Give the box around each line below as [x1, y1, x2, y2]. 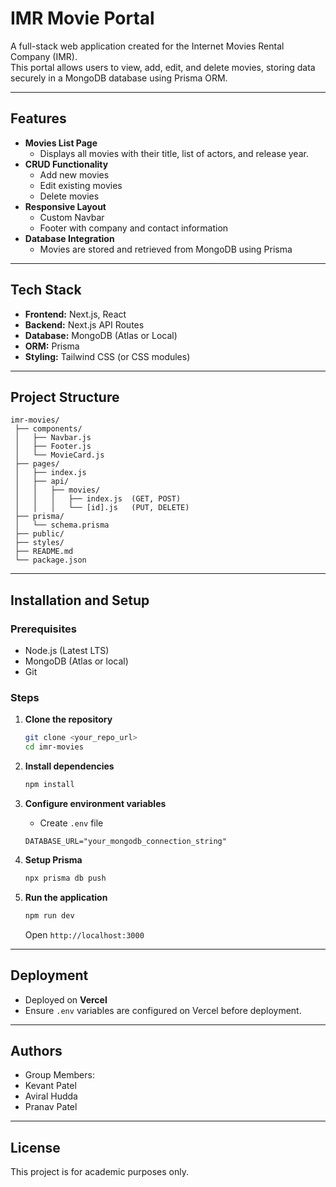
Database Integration [24, 232, 115, 244]
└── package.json [14, 555, 87, 566]
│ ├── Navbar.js [14, 433, 92, 443]
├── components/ [14, 424, 83, 434]
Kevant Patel [24, 1080, 77, 1092]
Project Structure [10, 388, 120, 406]
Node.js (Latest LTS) [24, 645, 110, 657]
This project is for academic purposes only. [10, 1166, 189, 1178]
